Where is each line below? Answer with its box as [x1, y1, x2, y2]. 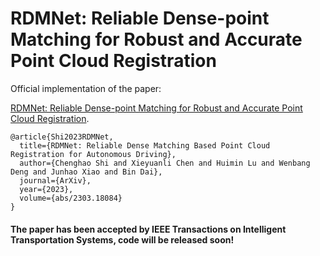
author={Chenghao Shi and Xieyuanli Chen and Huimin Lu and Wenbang [19, 158, 311, 168]
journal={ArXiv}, [19, 175, 92, 186]
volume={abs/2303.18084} [19, 193, 123, 203]
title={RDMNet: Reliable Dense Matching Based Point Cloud [19, 140, 271, 151]
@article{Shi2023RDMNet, [10, 132, 114, 142]
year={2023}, [19, 184, 74, 194]
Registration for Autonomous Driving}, [10, 149, 177, 159]
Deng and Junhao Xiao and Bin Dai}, [10, 167, 163, 177]
